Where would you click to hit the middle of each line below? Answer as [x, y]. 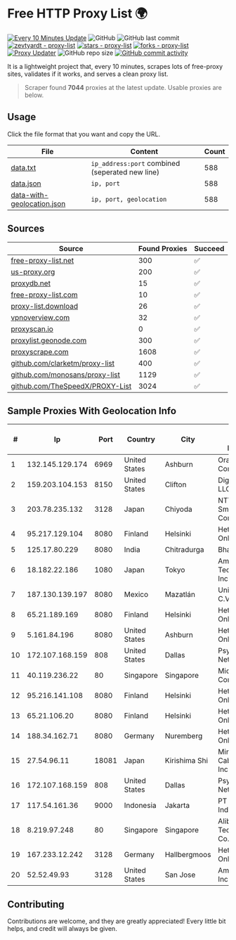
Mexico [136, 595]
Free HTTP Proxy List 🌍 [78, 14]
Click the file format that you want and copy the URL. [84, 134]
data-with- [30, 195]
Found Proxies [163, 248]
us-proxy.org [33, 271]
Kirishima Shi [186, 761]
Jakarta [177, 806]
